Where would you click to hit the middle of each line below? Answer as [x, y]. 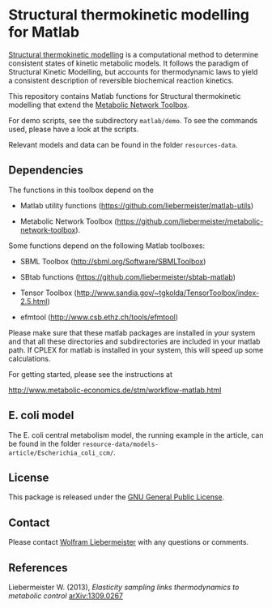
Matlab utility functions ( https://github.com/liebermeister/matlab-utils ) [137, 205]
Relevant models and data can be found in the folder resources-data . [123, 144]
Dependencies [46, 171]
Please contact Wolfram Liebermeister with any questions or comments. [129, 542]
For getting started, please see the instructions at [90, 374]
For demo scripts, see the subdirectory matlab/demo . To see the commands [133, 120]
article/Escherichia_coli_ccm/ [61, 453]
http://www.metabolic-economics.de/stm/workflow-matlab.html [115, 390]
